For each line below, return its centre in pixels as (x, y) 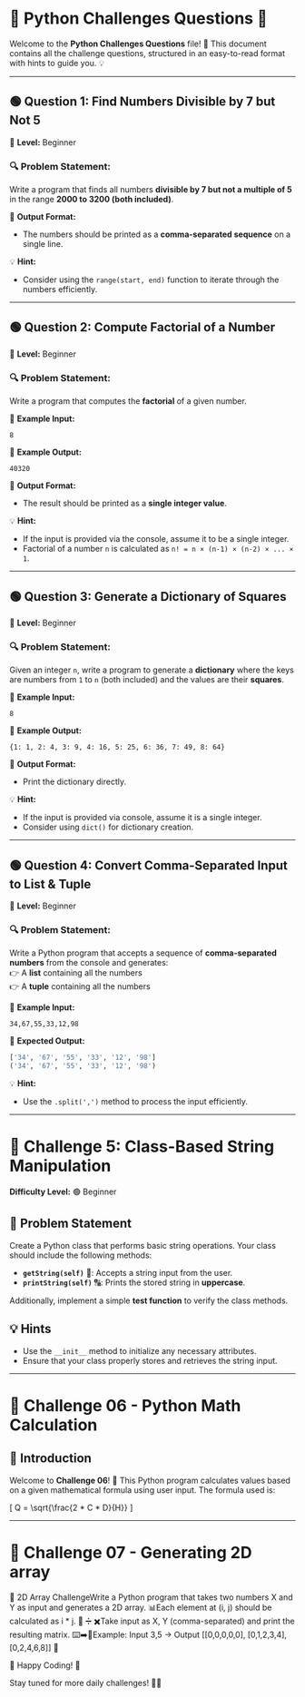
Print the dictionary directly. (74, 782)
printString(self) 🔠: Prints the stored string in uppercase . (134, 1282)
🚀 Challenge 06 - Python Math (125, 1405)
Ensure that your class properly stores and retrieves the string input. (150, 1360)
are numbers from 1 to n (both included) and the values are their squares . (147, 680)
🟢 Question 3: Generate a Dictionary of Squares (148, 597)
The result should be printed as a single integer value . (124, 504)
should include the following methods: (81, 1255)
